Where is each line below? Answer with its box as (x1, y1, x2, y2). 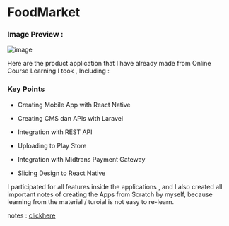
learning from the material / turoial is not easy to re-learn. (7, 197, 175, 206)
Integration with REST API (17, 128, 93, 136)
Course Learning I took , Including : (7, 66, 110, 75)
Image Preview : (7, 30, 64, 40)
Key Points (7, 84, 45, 94)
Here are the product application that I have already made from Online (7, 59, 211, 68)
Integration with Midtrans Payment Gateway (17, 155, 146, 163)
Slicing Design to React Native (17, 169, 106, 177)
